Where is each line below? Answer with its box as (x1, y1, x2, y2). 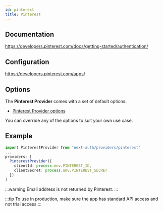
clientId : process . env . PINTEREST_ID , (14, 163, 92, 168)
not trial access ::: (5, 201, 42, 207)
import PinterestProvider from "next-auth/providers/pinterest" (5, 145, 141, 150)
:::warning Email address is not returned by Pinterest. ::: (5, 186, 118, 192)
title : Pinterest (5, 12, 41, 17)
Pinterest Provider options (12, 107, 66, 114)
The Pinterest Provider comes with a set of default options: (5, 98, 127, 104)
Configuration (5, 57, 50, 66)
